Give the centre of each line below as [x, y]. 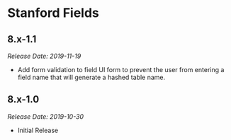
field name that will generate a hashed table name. [91, 77]
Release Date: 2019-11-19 [44, 56]
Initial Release [38, 130]
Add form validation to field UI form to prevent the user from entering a [121, 70]
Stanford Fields [53, 13]
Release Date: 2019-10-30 [45, 116]
